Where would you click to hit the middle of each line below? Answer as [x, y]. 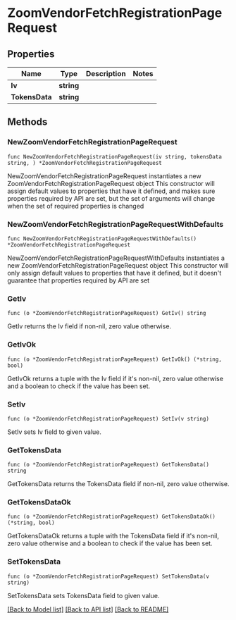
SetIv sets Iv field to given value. [55, 432]
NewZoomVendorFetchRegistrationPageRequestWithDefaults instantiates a [116, 258]
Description [106, 74]
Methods [27, 122]
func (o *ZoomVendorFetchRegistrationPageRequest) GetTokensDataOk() [112, 517]
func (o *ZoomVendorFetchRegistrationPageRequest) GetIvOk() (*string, [114, 359]
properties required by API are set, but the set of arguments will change [111, 198]
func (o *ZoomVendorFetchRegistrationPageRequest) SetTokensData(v [108, 576]
